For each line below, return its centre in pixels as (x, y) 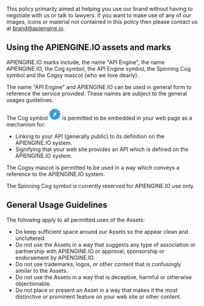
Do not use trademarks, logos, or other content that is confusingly (98, 264)
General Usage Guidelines (57, 205)
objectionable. (33, 283)
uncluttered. (31, 238)
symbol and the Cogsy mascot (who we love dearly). (73, 75)
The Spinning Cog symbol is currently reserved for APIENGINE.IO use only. (100, 186)
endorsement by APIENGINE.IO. (55, 257)
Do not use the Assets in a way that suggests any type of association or (105, 244)
